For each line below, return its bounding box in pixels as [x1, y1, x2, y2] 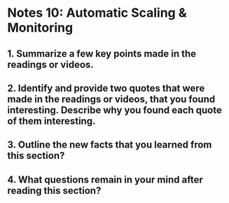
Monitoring [7, 20, 74, 36]
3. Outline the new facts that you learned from [7, 139, 212, 151]
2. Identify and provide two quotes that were [7, 82, 205, 94]
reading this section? [7, 184, 102, 197]
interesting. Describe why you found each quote [7, 104, 222, 116]
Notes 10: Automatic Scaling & [7, 5, 187, 21]
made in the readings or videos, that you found [7, 93, 216, 105]
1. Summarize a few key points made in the [7, 48, 197, 59]
